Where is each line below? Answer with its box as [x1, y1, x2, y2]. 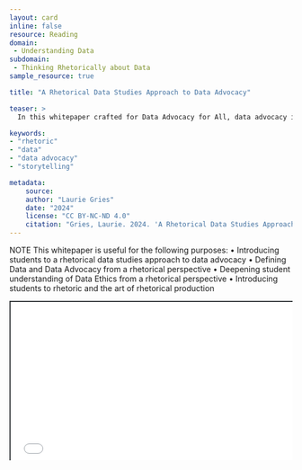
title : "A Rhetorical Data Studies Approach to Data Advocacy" [9, 87, 252, 97]
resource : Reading [9, 30, 78, 39]
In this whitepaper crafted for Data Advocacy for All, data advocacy [17, 112, 288, 121]
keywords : [9, 129, 47, 137]
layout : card [9, 13, 58, 22]
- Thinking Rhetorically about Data [13, 64, 151, 73]
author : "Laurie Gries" [25, 195, 115, 204]
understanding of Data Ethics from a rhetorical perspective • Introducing [9, 273, 279, 284]
